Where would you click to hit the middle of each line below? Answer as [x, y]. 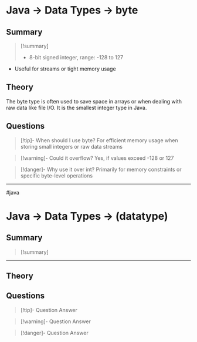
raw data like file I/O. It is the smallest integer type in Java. [77, 108]
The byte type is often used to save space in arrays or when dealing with [94, 101]
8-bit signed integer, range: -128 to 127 [76, 57]
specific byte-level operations [56, 175]
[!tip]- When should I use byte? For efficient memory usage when [99, 140]
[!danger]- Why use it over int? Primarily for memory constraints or [101, 169]
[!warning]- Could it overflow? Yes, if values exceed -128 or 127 [97, 158]
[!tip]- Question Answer [49, 310]
